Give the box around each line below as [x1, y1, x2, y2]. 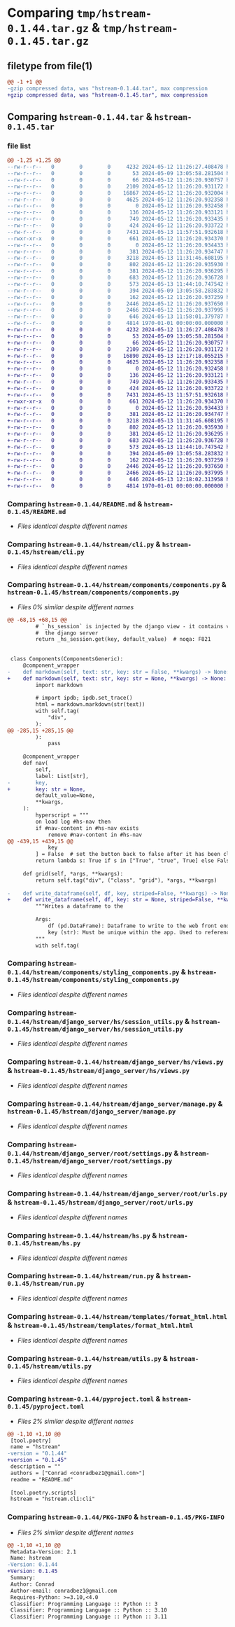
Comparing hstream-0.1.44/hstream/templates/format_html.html [7, 1311, 227, 1321]
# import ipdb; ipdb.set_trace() [35, 695, 133, 702]
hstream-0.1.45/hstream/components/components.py [7, 588, 180, 597]
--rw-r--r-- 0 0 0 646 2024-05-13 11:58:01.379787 [7, 313, 224, 320]
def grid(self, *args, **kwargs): [22, 870, 124, 877]
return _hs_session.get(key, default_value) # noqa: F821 [35, 636, 211, 643]
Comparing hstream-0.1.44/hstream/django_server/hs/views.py [7, 1056, 224, 1066]
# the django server [35, 629, 99, 637]
